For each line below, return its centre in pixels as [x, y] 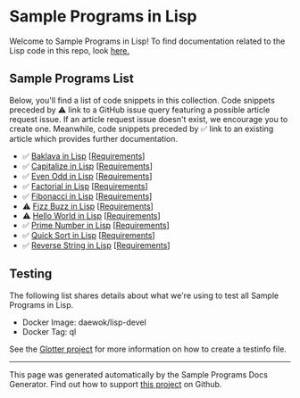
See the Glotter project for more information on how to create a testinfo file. [148, 349]
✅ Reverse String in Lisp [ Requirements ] [96, 245]
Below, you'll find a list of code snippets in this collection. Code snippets [142, 100]
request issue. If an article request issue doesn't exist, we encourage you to [149, 119]
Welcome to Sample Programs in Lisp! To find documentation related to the [147, 41]
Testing [31, 274]
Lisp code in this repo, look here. [70, 50]
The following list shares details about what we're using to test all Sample [144, 295]
